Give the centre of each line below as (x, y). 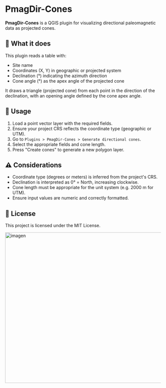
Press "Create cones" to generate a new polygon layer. (68, 149)
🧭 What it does (28, 44)
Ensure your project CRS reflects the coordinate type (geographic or (82, 128)
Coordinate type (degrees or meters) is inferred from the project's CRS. (85, 177)
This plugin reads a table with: (36, 55)
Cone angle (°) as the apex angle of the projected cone (68, 81)
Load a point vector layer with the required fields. (62, 123)
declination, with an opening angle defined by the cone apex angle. (74, 96)
